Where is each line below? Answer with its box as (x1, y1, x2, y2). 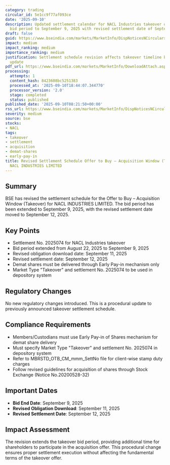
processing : (5, 69, 30, 74)
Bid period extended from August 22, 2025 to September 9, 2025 (12, 245, 149, 251)
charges (12, 361, 30, 367)
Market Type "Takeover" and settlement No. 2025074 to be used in (12, 267, 153, 273)
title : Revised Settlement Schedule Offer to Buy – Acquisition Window (5, 158, 159, 163)
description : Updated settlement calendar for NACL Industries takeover (5, 21, 162, 27)
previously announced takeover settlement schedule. (5, 306, 116, 312)
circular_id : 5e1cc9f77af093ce (5, 12, 71, 17)
